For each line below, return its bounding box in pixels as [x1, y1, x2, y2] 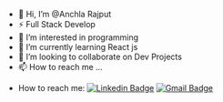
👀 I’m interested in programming [17, 32, 139, 43]
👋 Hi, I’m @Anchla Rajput [17, 9, 112, 19]
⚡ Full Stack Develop [17, 19, 96, 29]
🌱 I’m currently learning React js [17, 42, 138, 52]
